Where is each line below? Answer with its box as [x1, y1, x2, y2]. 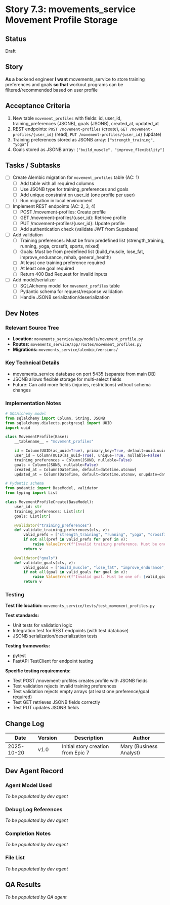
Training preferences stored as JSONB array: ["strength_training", [12, 136, 155, 142]
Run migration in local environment [20, 197, 93, 203]
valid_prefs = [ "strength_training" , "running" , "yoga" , [23, 532, 146, 537]
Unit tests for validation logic [12, 622, 72, 628]
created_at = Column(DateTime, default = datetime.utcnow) [14, 467, 137, 472]
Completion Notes [5, 830, 51, 837]
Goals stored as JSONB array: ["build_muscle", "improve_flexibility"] [12, 146, 165, 153]
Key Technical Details [5, 359, 60, 366]
